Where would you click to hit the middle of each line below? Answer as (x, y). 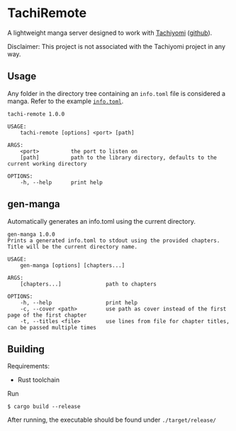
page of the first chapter (47, 315)
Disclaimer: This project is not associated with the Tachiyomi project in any (116, 46)
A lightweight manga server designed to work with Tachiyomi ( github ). (110, 33)
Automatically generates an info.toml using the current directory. (102, 221)
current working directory (47, 164)
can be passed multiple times (52, 327)
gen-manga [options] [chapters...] (73, 265)
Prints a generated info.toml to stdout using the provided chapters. (114, 240)
